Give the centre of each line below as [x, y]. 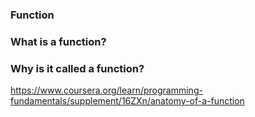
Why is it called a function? [77, 68]
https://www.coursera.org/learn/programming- [106, 90]
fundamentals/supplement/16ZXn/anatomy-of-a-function [127, 101]
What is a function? [58, 41]
